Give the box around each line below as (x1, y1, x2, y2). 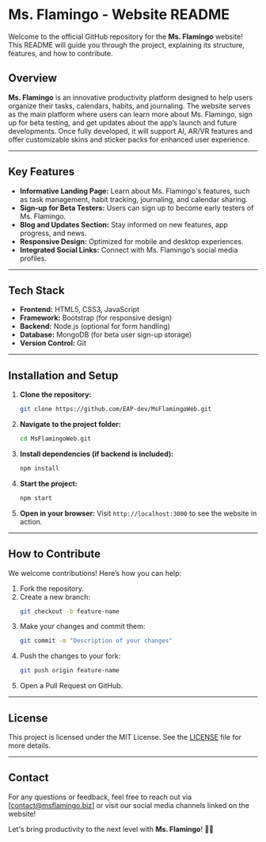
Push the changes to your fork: (19, 651, 121, 661)
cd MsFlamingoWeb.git (19, 435, 91, 443)
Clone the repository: (19, 390, 92, 399)
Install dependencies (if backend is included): (19, 449, 174, 459)
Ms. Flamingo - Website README (8, 6, 230, 24)
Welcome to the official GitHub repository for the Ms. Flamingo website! (8, 32, 243, 41)
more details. (8, 741, 51, 750)
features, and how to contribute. (8, 48, 113, 58)
